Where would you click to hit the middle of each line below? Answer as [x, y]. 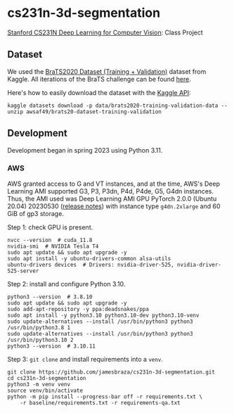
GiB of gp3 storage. [36, 213]
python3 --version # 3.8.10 [50, 297]
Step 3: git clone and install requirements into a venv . [85, 359]
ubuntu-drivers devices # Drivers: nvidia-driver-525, [91, 265]
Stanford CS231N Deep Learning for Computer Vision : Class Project [105, 32]
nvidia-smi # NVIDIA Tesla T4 [53, 246]
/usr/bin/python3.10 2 [40, 340]
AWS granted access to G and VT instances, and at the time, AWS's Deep [113, 184]
